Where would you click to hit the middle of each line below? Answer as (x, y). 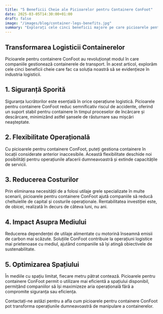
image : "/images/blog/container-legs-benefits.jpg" (58, 23)
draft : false (18, 18)
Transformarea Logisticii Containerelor (65, 47)
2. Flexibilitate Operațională (48, 137)
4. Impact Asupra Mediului (46, 222)
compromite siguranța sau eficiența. (41, 291)
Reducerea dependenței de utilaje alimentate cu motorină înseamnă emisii (79, 234)
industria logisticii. (23, 74)
